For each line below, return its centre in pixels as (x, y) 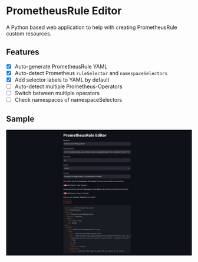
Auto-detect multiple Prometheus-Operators (68, 86)
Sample (20, 119)
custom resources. (29, 33)
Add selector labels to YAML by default (62, 80)
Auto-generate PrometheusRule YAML (61, 66)
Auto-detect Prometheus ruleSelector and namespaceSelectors (91, 73)
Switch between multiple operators (57, 93)
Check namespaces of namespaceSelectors (68, 100)
